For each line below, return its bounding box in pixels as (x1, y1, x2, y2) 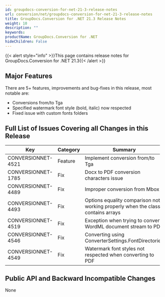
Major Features (5, 72, 53, 80)
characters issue (84, 175, 124, 182)
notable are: (5, 90, 29, 96)
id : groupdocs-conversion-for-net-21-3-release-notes (5, 7, 118, 12)
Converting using (84, 231, 125, 238)
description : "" (5, 25, 38, 30)
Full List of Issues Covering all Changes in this (5, 124, 149, 132)
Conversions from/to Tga (12, 99, 63, 105)
